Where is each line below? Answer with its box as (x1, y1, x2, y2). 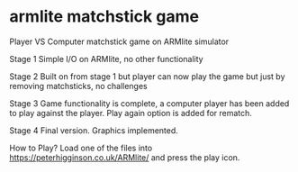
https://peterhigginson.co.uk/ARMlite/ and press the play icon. (9, 151, 240, 163)
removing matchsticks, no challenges (9, 80, 148, 91)
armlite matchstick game (9, 6, 200, 27)
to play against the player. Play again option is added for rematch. (9, 107, 252, 118)
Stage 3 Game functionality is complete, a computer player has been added (9, 97, 290, 109)
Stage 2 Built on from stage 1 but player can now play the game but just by (9, 70, 285, 82)
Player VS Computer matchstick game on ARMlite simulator (9, 36, 230, 47)
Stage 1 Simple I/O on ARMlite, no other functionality (9, 53, 204, 64)
